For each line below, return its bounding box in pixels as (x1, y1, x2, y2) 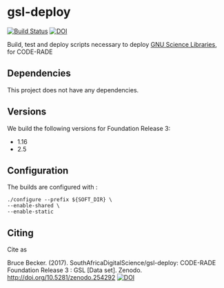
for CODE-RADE (7, 48, 53, 56)
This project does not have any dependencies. (7, 85, 139, 94)
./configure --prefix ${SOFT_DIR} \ (7, 196, 112, 203)
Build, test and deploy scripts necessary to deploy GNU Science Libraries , (7, 40, 217, 48)
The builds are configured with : (7, 183, 98, 192)
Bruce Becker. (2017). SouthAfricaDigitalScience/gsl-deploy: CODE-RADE (7, 259, 216, 267)
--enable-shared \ (7, 203, 60, 209)
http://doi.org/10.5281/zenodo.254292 (7, 274, 116, 282)
